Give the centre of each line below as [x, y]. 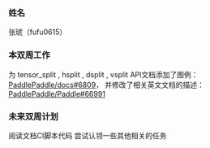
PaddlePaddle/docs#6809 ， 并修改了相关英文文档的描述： [107, 85]
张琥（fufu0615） [38, 32]
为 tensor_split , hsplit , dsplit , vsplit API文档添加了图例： [103, 74]
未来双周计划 [34, 116]
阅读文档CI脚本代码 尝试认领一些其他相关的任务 [88, 135]
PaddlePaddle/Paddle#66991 [57, 94]
